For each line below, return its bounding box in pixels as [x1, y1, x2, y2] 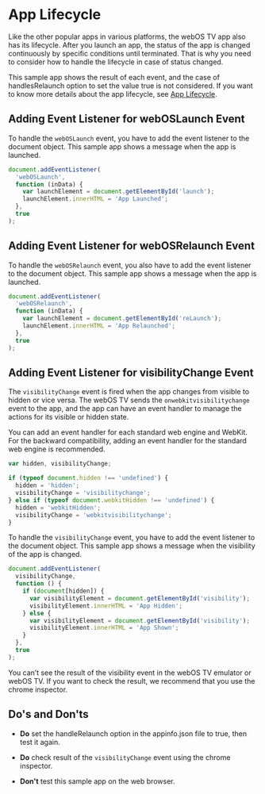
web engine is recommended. [8, 444, 106, 454]
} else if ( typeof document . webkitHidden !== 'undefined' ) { [8, 496, 215, 504]
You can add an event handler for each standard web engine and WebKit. [8, 428, 248, 437]
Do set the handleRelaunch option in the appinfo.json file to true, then [19, 728, 248, 738]
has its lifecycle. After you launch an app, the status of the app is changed [8, 40, 251, 49]
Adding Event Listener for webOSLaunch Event [8, 113, 245, 126]
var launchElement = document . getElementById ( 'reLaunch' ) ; [22, 315, 222, 323]
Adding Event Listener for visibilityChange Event [8, 366, 254, 379]
